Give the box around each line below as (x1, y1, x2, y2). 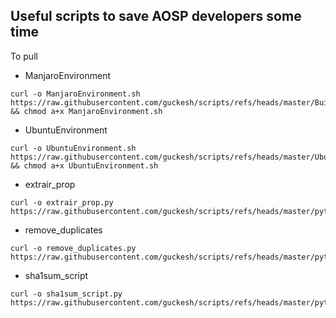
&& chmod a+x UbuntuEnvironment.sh (10, 160, 159, 171)
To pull (10, 50, 38, 62)
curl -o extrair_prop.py (10, 197, 114, 208)
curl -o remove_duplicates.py (10, 243, 137, 253)
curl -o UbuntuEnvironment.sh (10, 143, 137, 153)
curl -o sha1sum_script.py (10, 289, 123, 299)
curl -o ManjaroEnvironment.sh (10, 89, 141, 99)
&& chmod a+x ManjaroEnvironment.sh (10, 106, 163, 116)
